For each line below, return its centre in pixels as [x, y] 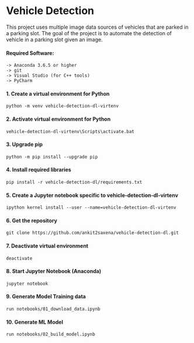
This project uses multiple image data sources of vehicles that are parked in [97, 27]
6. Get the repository [32, 220]
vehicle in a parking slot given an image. [55, 39]
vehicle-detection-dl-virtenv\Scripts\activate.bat [70, 131]
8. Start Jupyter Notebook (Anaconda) [54, 271]
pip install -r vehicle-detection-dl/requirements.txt [74, 182]
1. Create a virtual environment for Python [58, 94]
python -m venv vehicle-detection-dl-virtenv [62, 106]
